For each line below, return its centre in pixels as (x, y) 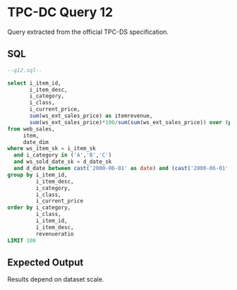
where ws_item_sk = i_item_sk (52, 149)
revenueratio (55, 234)
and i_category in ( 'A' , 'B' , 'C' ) (63, 155)
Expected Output (45, 262)
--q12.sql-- (25, 70)
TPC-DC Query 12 (60, 12)
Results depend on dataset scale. (56, 279)
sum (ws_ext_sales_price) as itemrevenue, (91, 116)
